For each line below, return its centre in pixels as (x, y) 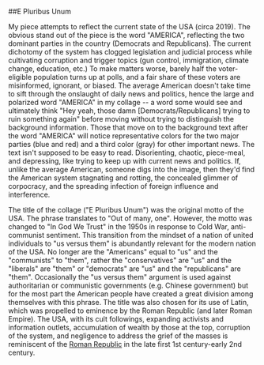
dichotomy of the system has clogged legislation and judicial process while (130, 52)
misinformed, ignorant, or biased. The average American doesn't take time (130, 85)
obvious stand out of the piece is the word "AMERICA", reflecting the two (126, 35)
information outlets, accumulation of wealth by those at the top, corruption (129, 327)
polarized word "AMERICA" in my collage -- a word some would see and (125, 102)
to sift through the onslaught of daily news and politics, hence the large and (131, 94)
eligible (20, 77)
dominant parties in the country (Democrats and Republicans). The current (130, 43)
